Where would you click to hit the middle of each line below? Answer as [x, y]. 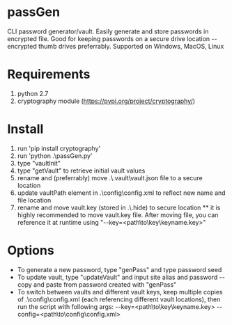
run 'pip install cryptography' [59, 148]
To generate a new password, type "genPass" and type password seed [119, 269]
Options [31, 251]
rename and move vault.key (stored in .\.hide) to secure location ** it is [119, 207]
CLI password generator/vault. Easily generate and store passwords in [108, 31]
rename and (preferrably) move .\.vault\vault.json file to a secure [110, 177]
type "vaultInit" [39, 163]
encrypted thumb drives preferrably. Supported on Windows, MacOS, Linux [116, 46]
